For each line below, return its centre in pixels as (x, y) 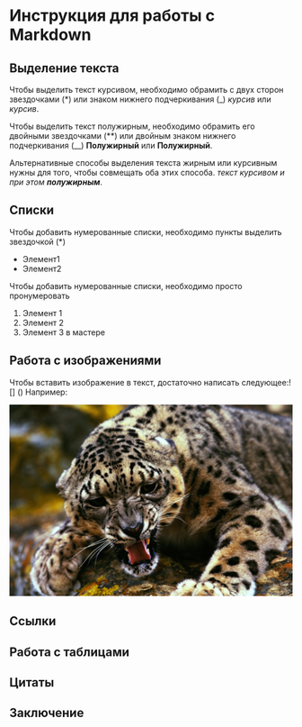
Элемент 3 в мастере (64, 332)
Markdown (50, 35)
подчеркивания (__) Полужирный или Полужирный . (111, 145)
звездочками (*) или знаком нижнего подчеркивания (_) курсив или (140, 99)
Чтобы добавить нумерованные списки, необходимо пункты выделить (146, 232)
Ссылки (33, 621)
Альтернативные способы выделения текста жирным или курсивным (143, 163)
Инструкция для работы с (112, 16)
